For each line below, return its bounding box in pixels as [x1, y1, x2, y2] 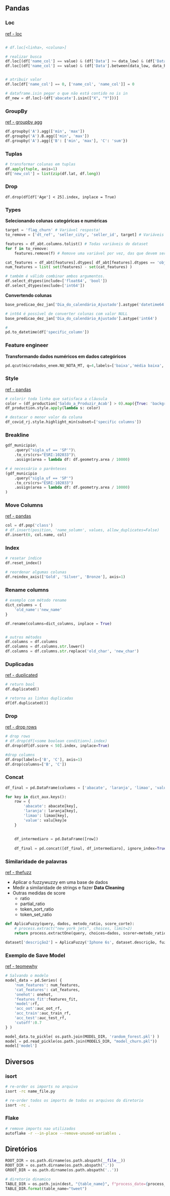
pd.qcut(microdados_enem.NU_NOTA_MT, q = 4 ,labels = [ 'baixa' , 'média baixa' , [5, 363, 164, 368]
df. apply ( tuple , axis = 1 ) [5, 166, 58, 172]
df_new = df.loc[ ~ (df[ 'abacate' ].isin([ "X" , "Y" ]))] [5, 96, 119, 101]
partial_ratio [20, 901, 46, 907]
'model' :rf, [14, 1001, 39, 1006]
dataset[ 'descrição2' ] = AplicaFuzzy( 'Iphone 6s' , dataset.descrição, [5, 939, 157, 945]
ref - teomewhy [5, 963, 38, 969]
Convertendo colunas [5, 292, 52, 298]
